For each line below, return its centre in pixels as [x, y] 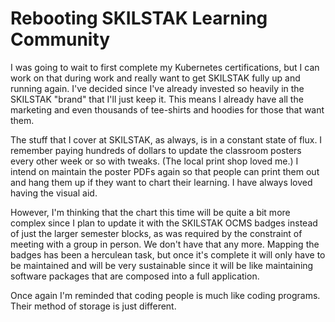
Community [60, 39]
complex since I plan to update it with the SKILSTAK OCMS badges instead [164, 223]
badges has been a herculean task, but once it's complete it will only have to [168, 254]
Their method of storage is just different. [93, 306]
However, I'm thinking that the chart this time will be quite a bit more [150, 212]
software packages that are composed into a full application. [135, 276]
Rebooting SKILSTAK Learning [139, 18]
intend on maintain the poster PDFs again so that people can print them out [165, 171]
